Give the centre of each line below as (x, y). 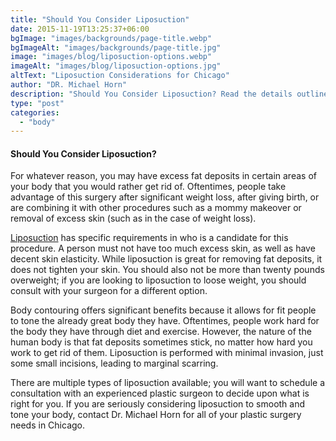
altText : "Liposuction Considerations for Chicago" (120, 76)
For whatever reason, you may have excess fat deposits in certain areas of (163, 176)
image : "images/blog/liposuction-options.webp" (111, 57)
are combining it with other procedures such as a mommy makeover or (156, 208)
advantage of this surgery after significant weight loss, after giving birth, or (165, 197)
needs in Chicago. (47, 425)
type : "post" (37, 103)
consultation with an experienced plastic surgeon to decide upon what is (160, 393)
